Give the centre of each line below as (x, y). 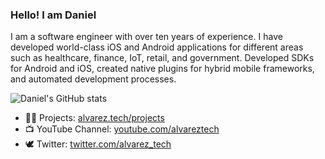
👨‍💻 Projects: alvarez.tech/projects (94, 118)
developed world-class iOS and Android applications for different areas (157, 47)
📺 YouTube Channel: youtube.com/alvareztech (122, 129)
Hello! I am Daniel (53, 15)
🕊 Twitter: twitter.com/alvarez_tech (98, 144)
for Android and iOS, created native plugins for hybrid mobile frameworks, (162, 69)
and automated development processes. (93, 79)
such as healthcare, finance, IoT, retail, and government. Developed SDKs (162, 58)
